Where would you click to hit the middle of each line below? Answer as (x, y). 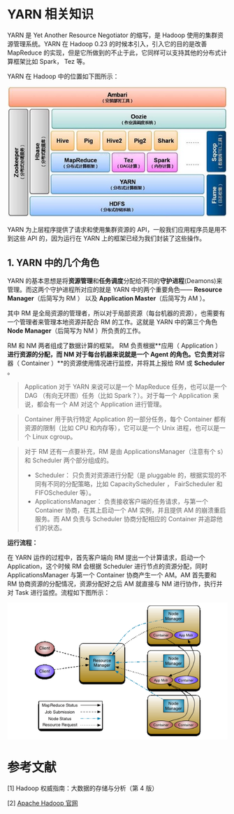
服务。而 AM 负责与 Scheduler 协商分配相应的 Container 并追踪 (126, 519)
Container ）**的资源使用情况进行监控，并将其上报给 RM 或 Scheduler (123, 363)
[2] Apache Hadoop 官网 (43, 803)
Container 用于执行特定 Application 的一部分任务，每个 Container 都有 (125, 419)
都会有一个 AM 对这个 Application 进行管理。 (101, 404)
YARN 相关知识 (51, 14)
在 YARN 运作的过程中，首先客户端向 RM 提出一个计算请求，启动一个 (107, 557)
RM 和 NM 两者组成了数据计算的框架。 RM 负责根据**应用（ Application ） (115, 345)
